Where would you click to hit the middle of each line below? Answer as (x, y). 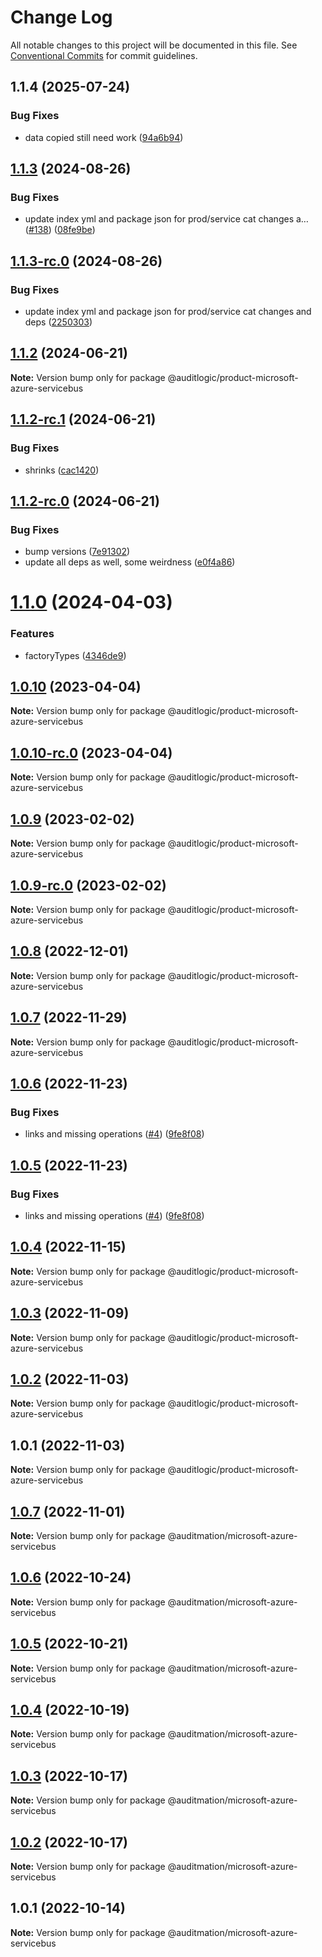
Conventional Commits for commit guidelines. (104, 55)
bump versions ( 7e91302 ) (77, 552)
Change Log (61, 17)
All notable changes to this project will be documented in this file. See (154, 45)
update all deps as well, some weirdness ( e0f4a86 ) (130, 562)
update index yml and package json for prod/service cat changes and (168, 311)
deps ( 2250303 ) (58, 322)
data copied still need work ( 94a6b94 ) (104, 137)
